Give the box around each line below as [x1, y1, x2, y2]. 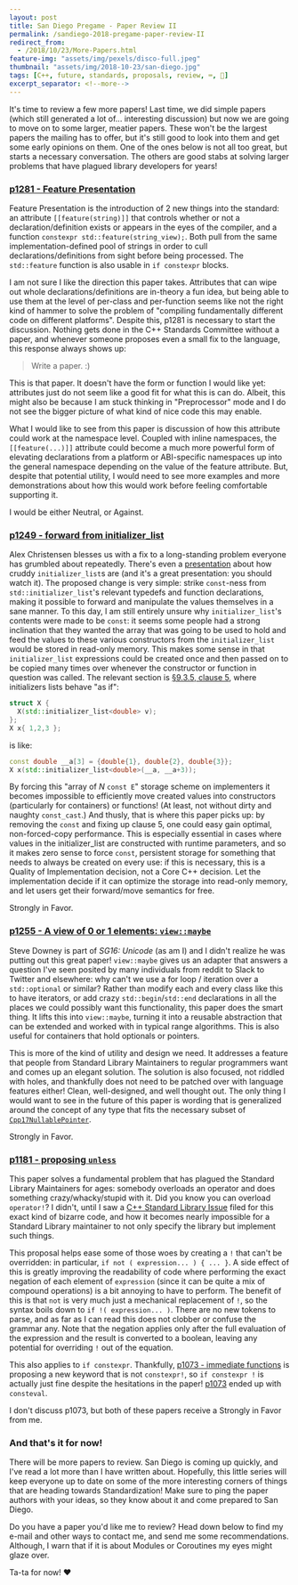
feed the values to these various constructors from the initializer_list [9, 634, 276, 646]
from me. [9, 1415, 43, 1426]
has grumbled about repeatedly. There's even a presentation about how [9, 558, 272, 570]
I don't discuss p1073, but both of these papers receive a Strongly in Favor [9, 1405, 282, 1416]
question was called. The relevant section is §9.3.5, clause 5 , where [9, 672, 257, 683]
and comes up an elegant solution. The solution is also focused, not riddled [9, 1066, 285, 1077]
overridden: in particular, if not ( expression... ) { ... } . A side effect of [9, 1257, 290, 1268]
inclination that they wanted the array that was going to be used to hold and [9, 625, 286, 636]
